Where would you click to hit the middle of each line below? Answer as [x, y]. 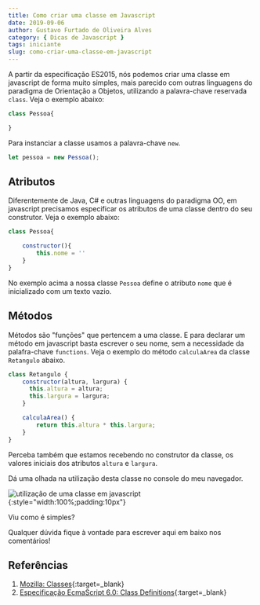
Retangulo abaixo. [36, 360]
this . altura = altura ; [66, 389]
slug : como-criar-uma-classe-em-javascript [80, 52]
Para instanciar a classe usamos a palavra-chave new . [94, 143]
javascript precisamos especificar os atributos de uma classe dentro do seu [130, 209]
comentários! [29, 541]
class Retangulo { [38, 374]
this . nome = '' [61, 253]
